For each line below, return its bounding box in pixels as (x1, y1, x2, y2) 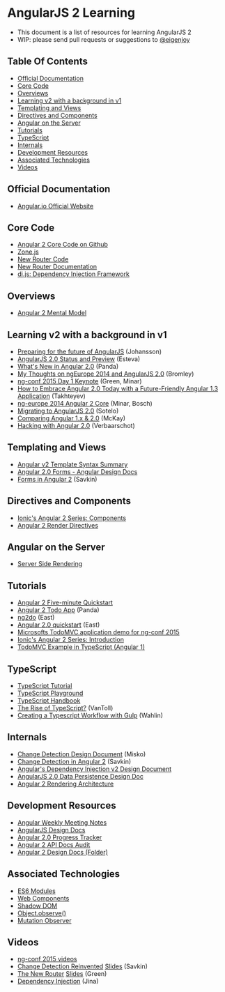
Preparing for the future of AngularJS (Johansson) (17, 347, 162, 356)
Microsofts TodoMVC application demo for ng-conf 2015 (17, 628, 180, 636)
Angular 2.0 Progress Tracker (17, 833, 102, 841)
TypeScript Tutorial (17, 682, 72, 690)
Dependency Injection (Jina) (17, 977, 99, 986)
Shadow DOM (17, 901, 58, 910)
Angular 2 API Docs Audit (17, 840, 91, 848)
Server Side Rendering (17, 560, 83, 568)
